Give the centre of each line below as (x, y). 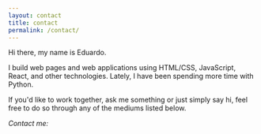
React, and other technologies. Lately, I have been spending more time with (131, 76)
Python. (21, 84)
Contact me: (28, 124)
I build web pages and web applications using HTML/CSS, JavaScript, (122, 68)
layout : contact (35, 15)
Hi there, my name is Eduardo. (57, 53)
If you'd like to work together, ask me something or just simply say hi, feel (128, 100)
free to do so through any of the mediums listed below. (97, 108)
